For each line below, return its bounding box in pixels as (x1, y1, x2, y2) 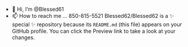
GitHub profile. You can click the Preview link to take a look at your (11, 27, 176, 35)
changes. (11, 34, 35, 41)
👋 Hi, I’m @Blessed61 (11, 6, 64, 12)
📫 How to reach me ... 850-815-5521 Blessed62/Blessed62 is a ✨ (11, 12, 174, 19)
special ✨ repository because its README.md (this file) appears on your (11, 21, 182, 28)
